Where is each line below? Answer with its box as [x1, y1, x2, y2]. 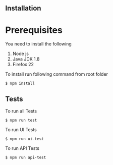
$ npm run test [5, 118, 37, 123]
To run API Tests [5, 145, 39, 151]
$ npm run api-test [5, 155, 46, 160]
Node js [12, 50, 29, 57]
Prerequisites [5, 24, 63, 36]
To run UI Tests [5, 127, 37, 133]
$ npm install [5, 81, 35, 86]
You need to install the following [5, 41, 72, 47]
